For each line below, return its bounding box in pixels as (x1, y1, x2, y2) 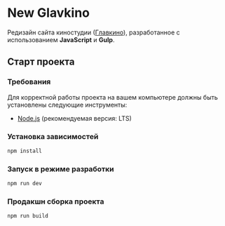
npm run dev (7, 180, 42, 187)
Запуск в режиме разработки (7, 164, 114, 173)
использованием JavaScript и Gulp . (7, 35, 115, 44)
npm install (7, 147, 42, 154)
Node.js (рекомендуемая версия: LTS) (17, 114, 132, 122)
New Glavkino (7, 5, 90, 21)
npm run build (7, 213, 49, 220)
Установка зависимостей (7, 131, 99, 141)
